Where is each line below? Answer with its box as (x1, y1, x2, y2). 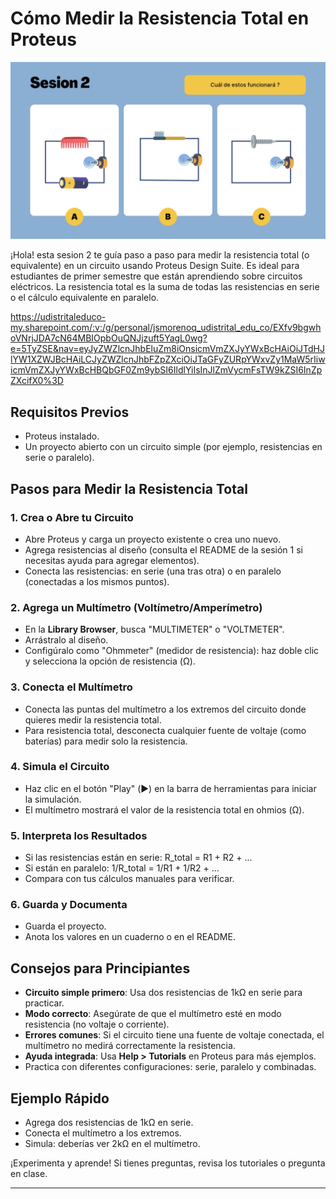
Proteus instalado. (24, 430, 100, 442)
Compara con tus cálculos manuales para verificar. (24, 873, 235, 885)
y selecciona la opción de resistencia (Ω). (24, 655, 196, 667)
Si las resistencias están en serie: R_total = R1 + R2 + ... (24, 852, 253, 864)
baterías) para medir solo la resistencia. (24, 735, 188, 747)
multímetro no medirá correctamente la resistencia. (24, 1040, 236, 1052)
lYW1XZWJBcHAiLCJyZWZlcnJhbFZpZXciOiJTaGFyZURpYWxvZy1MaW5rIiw (10, 353, 326, 366)
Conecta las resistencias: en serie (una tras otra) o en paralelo (24, 565, 282, 577)
